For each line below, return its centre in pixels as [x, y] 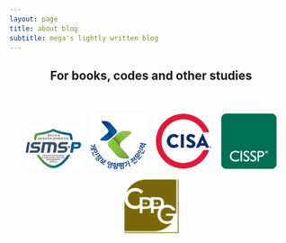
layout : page [34, 19]
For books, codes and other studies [151, 75]
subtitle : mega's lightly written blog [84, 38]
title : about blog [44, 28]
